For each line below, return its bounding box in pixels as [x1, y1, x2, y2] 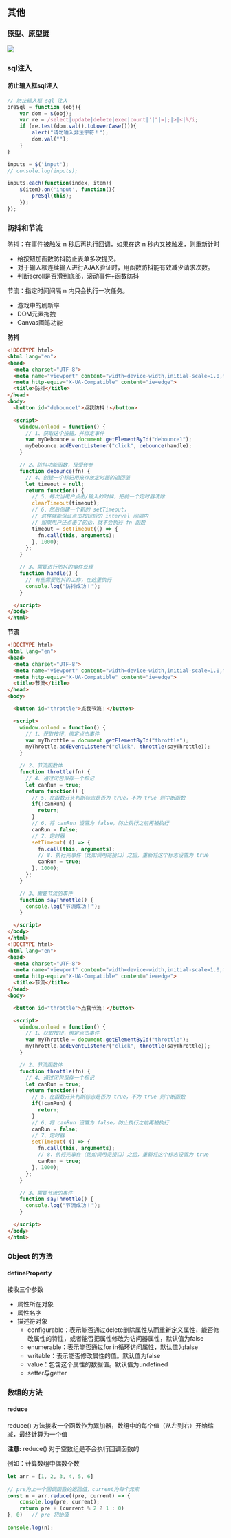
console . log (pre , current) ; [19, 1499, 100, 1506]
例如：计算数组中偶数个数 [7, 1459, 80, 1467]
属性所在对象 [16, 1299, 54, 1308]
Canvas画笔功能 [16, 318, 63, 327]
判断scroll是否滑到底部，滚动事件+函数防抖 [16, 272, 140, 281]
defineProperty [7, 1269, 52, 1277]
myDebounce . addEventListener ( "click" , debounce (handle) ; [25, 443, 192, 449]
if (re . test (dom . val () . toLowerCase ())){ [19, 123, 137, 130]
